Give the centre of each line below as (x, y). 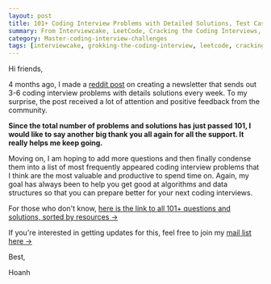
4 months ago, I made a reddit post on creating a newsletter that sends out (132, 85)
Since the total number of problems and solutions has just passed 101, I (130, 126)
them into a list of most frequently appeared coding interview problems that (134, 167)
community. (28, 111)
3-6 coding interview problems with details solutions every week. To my (128, 93)
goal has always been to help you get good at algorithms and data (118, 184)
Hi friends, (26, 69)
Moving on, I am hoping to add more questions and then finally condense (130, 159)
